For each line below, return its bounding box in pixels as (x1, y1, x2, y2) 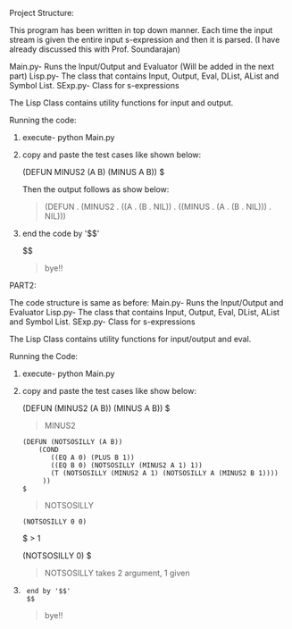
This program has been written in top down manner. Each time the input (9, 25, 273, 35)
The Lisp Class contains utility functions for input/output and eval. (9, 334, 252, 344)
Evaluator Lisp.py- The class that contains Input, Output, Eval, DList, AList (9, 307, 279, 317)
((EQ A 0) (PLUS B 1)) (50, 453, 136, 462)
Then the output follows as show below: (21, 184, 170, 195)
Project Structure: (9, 8, 74, 18)
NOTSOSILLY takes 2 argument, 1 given (44, 567, 190, 578)
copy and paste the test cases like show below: (21, 386, 196, 396)
